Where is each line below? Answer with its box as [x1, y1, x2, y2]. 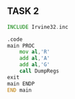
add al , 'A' [19, 55, 50, 62]
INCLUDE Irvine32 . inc [7, 23, 69, 30]
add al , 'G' [19, 61, 50, 68]
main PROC [7, 42, 35, 49]
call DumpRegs [19, 68, 59, 74]
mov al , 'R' [19, 48, 50, 55]
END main [7, 87, 32, 94]
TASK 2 [7, 5, 40, 17]
